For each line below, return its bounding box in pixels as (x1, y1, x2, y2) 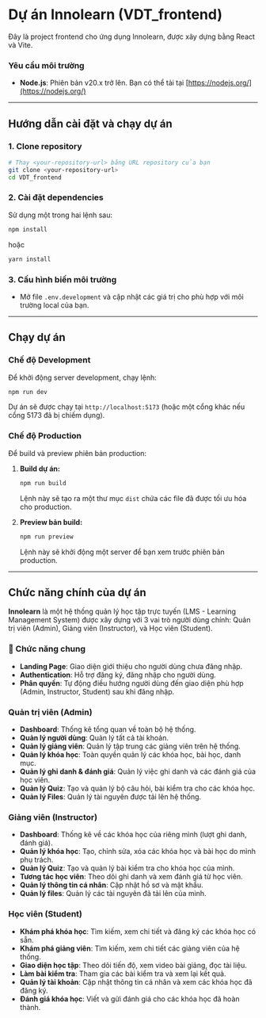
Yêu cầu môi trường (8, 59, 85, 71)
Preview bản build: (19, 517, 83, 526)
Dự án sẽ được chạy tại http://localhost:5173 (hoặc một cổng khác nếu (8, 402, 245, 411)
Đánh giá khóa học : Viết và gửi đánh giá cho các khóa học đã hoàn (19, 993, 240, 1004)
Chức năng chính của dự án (8, 585, 146, 599)
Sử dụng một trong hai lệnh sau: (8, 210, 113, 220)
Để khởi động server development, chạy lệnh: (8, 373, 157, 382)
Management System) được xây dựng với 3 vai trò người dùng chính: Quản (8, 615, 251, 625)
